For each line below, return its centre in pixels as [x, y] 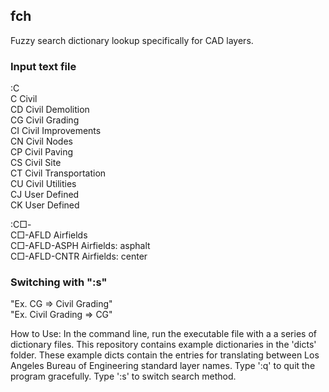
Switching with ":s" [59, 282]
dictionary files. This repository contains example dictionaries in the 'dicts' [163, 345]
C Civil [24, 99]
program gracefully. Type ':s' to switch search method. [123, 376]
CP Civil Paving [42, 152]
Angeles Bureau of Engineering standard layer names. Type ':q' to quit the [163, 366]
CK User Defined [45, 205]
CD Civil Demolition [50, 110]
